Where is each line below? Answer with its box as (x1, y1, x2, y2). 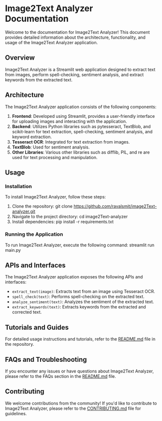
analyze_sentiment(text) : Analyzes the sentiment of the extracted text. (12, 299, 154, 305)
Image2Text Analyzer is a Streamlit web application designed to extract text (5, 66, 156, 72)
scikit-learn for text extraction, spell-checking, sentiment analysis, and (12, 129, 153, 134)
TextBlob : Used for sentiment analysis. (12, 144, 90, 150)
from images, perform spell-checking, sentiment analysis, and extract (5, 71, 144, 78)
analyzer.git (12, 209, 35, 214)
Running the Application (5, 231, 63, 238)
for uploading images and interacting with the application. (12, 118, 127, 124)
